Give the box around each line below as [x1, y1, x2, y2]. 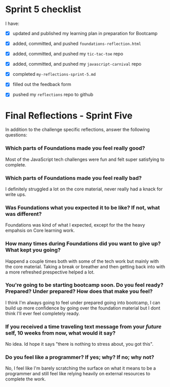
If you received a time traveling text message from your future [5, 323, 162, 330]
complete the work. [5, 376, 46, 382]
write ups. [5, 191, 26, 197]
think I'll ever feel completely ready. [5, 310, 80, 316]
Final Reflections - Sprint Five [5, 109, 133, 121]
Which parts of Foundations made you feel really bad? [5, 174, 142, 181]
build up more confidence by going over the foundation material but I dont [5, 305, 160, 311]
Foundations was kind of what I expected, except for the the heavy [5, 222, 145, 228]
